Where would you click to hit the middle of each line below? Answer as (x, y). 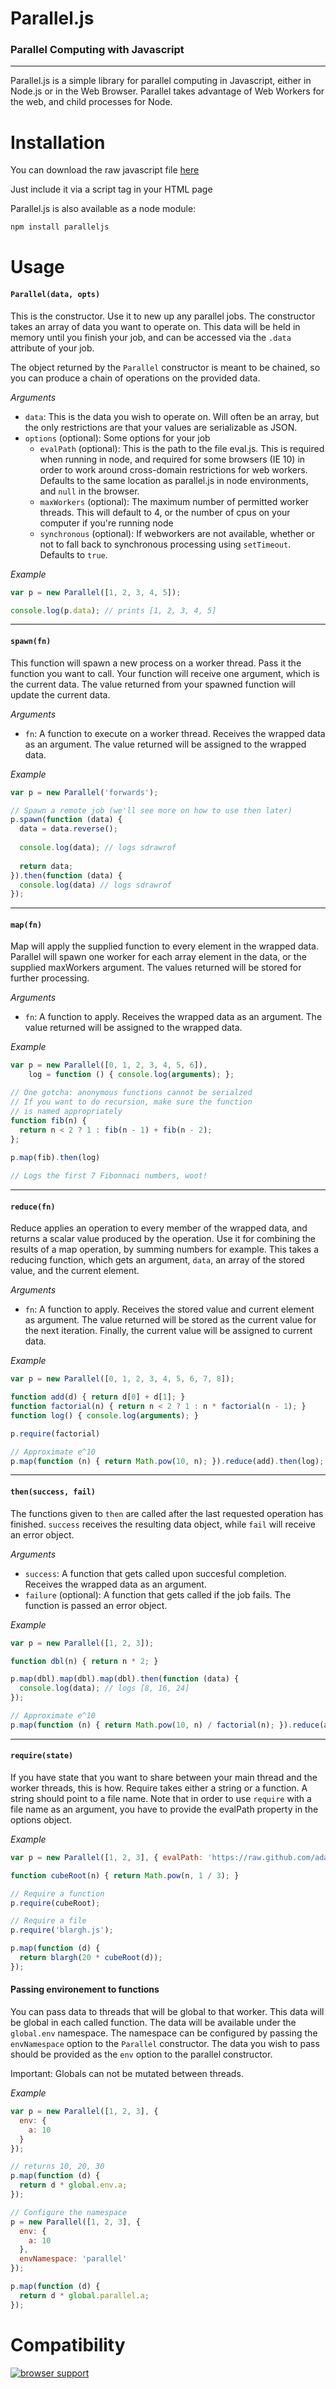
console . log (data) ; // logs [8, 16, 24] (104, 1688)
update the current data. (60, 694)
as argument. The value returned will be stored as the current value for (170, 1320)
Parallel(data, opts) (55, 295)
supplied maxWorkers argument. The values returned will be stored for (156, 968)
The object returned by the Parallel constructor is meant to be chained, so (165, 367)
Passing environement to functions (85, 1989)
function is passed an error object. (96, 1605)
